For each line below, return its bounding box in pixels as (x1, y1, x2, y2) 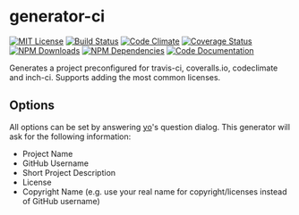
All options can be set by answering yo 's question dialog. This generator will (9, 121, 291, 132)
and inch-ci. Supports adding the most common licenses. (9, 71, 221, 82)
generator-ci (9, 6, 106, 27)
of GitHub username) (21, 195, 100, 206)
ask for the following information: (9, 131, 132, 142)
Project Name (21, 148, 73, 159)
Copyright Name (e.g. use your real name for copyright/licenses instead (21, 186, 288, 197)
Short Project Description (21, 167, 116, 178)
